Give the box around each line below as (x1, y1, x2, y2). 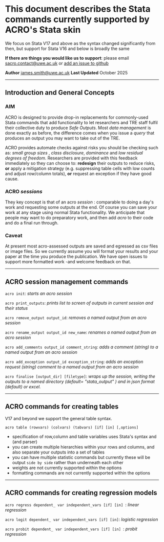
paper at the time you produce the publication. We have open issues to (5, 253, 148, 260)
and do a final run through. (5, 220, 59, 226)
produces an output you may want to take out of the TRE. (5, 135, 120, 141)
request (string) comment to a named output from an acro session (5, 364, 139, 370)
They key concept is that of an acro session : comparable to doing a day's (5, 199, 154, 205)
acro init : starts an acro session (5, 291, 72, 296)
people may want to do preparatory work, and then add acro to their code (5, 214, 154, 221)
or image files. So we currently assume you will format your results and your (5, 248, 159, 254)
